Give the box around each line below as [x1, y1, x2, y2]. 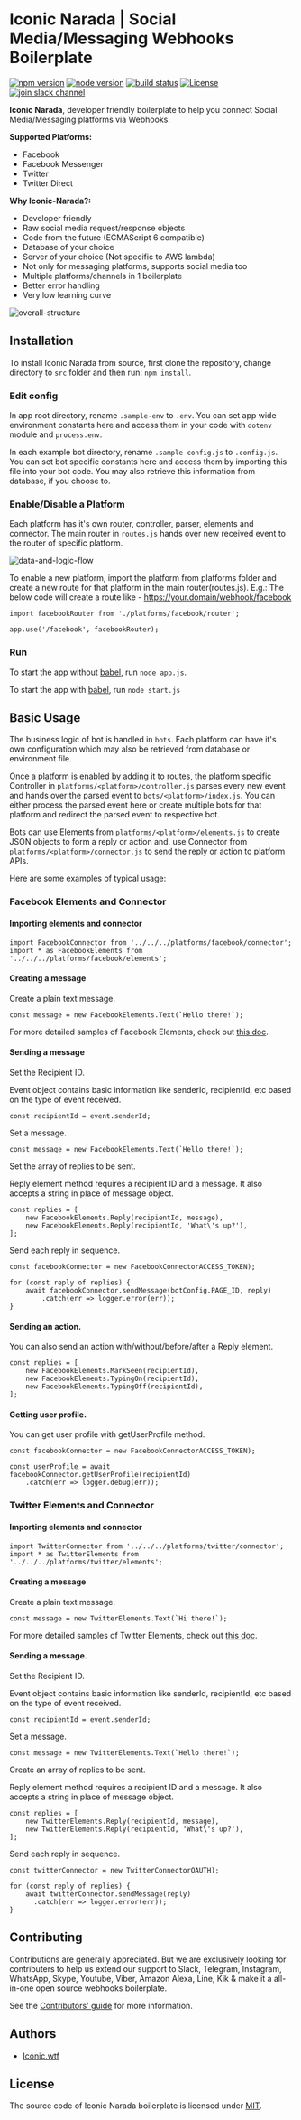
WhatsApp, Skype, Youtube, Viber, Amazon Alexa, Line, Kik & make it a [9, 1973, 272, 1984]
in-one [9, 1983, 34, 1994]
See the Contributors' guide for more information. [9, 2000, 194, 2011]
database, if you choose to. [9, 475, 111, 487]
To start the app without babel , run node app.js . [9, 667, 187, 677]
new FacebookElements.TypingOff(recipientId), [25, 1382, 204, 1391]
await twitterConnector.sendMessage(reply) [25, 1889, 192, 1899]
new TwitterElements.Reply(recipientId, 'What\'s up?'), [25, 1825, 244, 1834]
